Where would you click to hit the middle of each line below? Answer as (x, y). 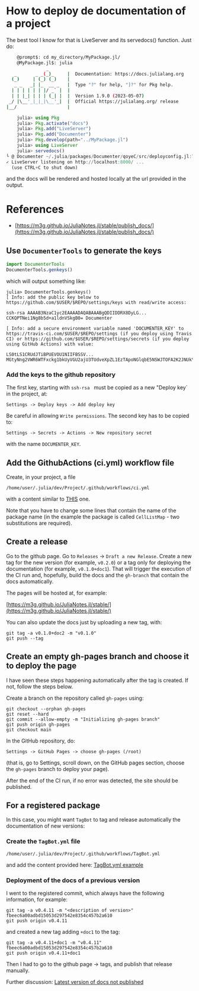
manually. (18, 971)
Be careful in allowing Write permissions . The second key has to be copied (98, 416)
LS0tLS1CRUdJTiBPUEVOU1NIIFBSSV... (50, 354)
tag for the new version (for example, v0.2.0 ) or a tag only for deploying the (99, 562)
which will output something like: (46, 281)
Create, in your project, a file (41, 477)
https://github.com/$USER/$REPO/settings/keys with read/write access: (96, 302)
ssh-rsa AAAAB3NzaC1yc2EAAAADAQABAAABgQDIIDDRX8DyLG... (76, 313)
